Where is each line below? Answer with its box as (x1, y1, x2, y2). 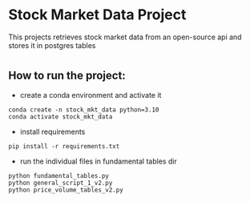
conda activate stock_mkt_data (8, 112, 113, 121)
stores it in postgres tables (8, 40, 96, 50)
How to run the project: (8, 69, 126, 83)
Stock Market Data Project (8, 6, 187, 24)
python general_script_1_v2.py (8, 179, 113, 187)
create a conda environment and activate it (19, 90, 162, 99)
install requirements (19, 127, 86, 136)
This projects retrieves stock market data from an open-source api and (8, 32, 242, 42)
